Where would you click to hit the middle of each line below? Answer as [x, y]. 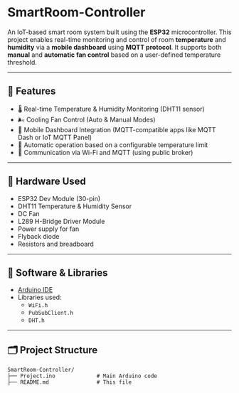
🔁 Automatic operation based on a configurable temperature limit [113, 145]
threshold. [22, 62]
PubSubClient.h [51, 313]
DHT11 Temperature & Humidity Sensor [75, 206]
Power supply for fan [48, 229]
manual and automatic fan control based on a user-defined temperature [114, 55]
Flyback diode [38, 236]
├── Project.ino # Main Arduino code [83, 376]
